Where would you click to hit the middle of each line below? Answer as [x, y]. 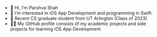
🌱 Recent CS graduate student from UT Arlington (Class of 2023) [78, 18]
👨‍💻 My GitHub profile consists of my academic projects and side [78, 23]
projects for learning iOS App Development [55, 29]
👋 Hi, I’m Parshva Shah [34, 8]
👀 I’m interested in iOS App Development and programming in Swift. [81, 13]
